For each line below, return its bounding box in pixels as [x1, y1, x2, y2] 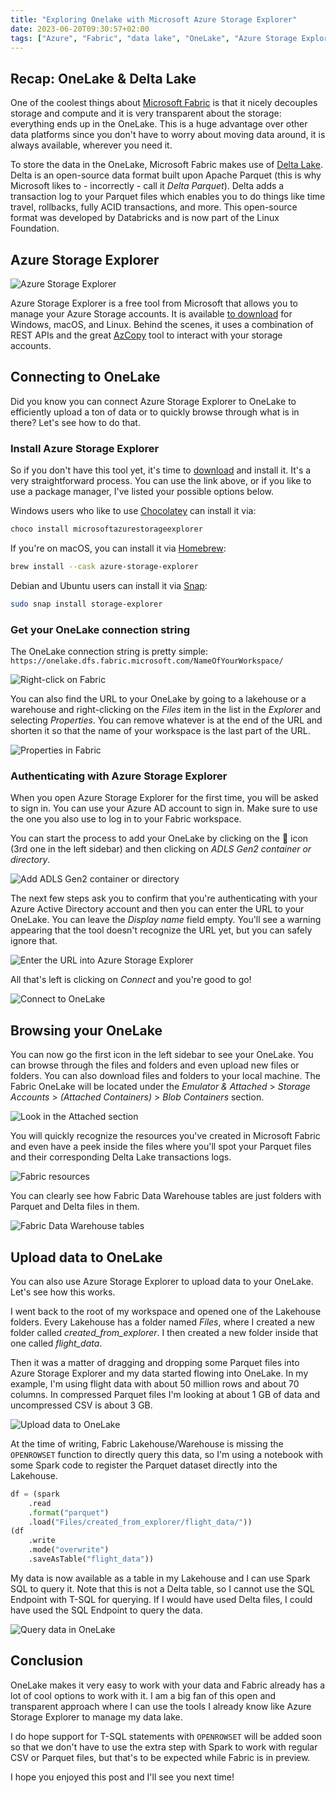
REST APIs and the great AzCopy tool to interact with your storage [10, 329, 283, 341]
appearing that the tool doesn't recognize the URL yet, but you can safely [10, 924, 313, 936]
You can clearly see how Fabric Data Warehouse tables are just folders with [10, 1190, 322, 1202]
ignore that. [10, 935, 58, 947]
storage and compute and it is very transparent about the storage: [10, 107, 282, 120]
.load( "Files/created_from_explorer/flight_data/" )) [28, 1517, 253, 1527]
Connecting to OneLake [10, 369, 161, 386]
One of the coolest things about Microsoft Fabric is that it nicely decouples [10, 97, 318, 109]
